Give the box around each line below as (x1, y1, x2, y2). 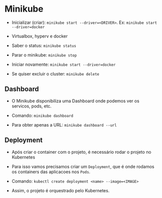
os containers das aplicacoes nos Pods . (11, 169, 91, 175)
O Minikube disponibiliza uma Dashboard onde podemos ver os (11, 98, 140, 104)
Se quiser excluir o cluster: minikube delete (11, 71, 100, 76)
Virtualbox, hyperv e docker (11, 33, 68, 39)
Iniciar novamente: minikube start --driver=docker (11, 61, 116, 67)
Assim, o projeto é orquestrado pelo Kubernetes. (11, 187, 110, 193)
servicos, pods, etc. (11, 103, 52, 109)
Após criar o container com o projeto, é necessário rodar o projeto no (11, 149, 152, 155)
